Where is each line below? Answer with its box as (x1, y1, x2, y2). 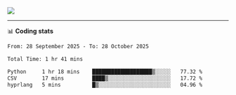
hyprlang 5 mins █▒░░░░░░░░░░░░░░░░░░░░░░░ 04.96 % (7, 81, 202, 88)
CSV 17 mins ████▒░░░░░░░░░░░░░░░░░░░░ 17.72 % (7, 75, 202, 82)
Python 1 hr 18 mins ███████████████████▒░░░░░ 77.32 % (7, 68, 202, 75)
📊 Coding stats (7, 27, 54, 35)
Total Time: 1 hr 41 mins (7, 55, 83, 62)
